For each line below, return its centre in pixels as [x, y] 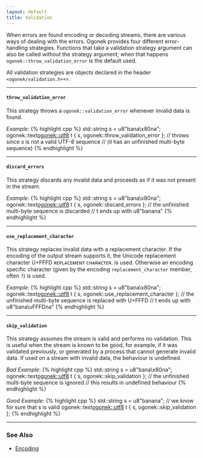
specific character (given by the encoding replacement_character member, [99, 270]
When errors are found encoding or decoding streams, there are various [96, 35]
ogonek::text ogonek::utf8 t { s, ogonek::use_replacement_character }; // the [100, 294]
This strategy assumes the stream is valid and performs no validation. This [99, 339]
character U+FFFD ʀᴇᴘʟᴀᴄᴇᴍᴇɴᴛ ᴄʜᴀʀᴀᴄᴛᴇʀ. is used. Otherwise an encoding [100, 263]
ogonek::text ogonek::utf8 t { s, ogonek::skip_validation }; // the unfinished [98, 376]
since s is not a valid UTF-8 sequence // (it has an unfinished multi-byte [96, 141]
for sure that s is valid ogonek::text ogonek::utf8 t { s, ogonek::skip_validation [101, 407]
